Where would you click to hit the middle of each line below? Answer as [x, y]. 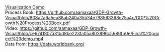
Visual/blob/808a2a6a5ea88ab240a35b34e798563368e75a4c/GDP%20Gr [82, 18]
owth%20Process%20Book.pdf [38, 23]
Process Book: [20, 12]
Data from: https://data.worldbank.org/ [45, 44]
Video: [12, 28]
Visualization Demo [25, 7]
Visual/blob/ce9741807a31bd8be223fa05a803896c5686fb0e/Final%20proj [82, 33]
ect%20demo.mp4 [24, 39]
